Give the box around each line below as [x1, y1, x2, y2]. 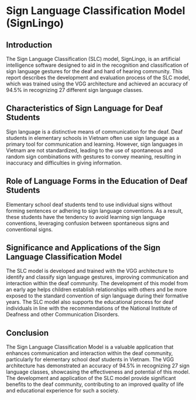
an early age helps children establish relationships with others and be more [6, 286, 187, 293]
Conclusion [6, 328, 49, 338]
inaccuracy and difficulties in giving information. [6, 159, 122, 166]
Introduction [6, 40, 53, 50]
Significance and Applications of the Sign [6, 243, 161, 253]
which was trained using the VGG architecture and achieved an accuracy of [6, 80, 188, 87]
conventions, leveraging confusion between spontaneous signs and [6, 220, 170, 227]
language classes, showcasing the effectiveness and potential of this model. [6, 368, 190, 375]
